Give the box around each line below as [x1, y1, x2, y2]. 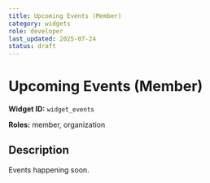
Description [8, 143, 69, 157]
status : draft [8, 42, 57, 50]
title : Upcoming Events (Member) [8, 11, 122, 20]
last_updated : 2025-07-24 [8, 34, 96, 43]
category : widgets [8, 20, 71, 28]
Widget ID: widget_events [8, 104, 95, 114]
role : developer [8, 27, 63, 35]
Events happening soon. [8, 164, 90, 175]
